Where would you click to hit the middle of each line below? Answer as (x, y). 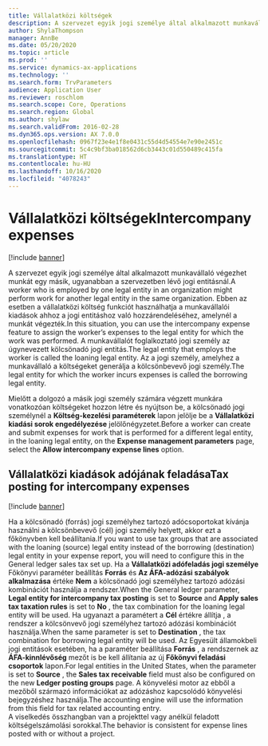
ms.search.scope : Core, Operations (67, 105)
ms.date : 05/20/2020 (43, 45)
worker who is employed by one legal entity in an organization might (120, 290)
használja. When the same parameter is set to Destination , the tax (117, 632)
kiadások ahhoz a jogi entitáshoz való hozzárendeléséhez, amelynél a (123, 315)
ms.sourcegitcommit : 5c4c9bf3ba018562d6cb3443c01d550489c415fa (116, 149)
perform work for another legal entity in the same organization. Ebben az (128, 298)
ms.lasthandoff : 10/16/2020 (55, 172)
